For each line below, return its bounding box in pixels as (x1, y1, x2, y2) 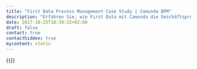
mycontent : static (6, 41, 51, 47)
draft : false (6, 24, 38, 31)
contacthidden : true (6, 35, 57, 41)
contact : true (6, 30, 41, 36)
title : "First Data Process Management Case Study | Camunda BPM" (6, 8, 172, 14)
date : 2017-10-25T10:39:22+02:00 (6, 19, 88, 25)
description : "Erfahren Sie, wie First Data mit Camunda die (6, 14, 159, 20)
